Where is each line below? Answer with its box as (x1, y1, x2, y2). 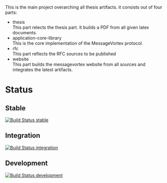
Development (5, 159, 48, 168)
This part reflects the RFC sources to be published (12, 51, 116, 57)
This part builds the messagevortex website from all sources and (12, 62, 146, 67)
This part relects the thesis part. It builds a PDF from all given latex (12, 24, 150, 30)
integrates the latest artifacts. (12, 67, 73, 73)
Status (5, 84, 33, 95)
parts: (5, 9, 17, 15)
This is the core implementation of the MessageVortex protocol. (12, 40, 143, 46)
